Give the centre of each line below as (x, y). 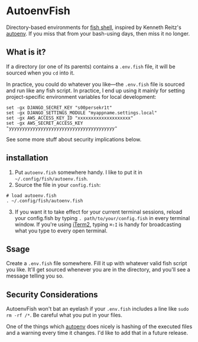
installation (27, 158)
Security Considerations (52, 294)
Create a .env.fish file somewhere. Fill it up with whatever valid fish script (97, 263)
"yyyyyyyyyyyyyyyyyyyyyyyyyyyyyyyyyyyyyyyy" (62, 128)
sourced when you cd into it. (40, 73)
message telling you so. (35, 276)
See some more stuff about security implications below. (74, 139)
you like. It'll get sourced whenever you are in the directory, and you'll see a (98, 270)
